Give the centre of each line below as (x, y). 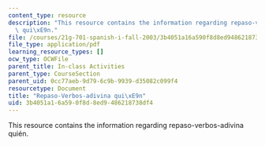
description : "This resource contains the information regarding (118, 23)
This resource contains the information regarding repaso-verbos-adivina (126, 126)
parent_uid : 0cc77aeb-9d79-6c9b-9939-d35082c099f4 (93, 81)
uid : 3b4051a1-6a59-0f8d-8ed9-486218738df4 (81, 103)
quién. (19, 133)
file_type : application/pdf (54, 45)
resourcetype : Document (47, 88)
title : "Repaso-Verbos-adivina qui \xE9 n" (77, 96)
